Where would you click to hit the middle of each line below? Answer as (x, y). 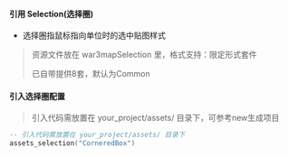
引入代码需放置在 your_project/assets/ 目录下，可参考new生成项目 (155, 118)
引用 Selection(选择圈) (51, 14)
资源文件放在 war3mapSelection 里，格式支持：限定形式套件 (144, 55)
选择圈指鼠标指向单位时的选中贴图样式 (94, 35)
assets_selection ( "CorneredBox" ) (72, 143)
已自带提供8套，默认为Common (91, 74)
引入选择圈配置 (37, 96)
